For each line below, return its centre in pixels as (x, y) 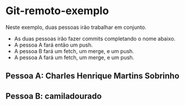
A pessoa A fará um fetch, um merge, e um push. (74, 57)
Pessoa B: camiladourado (54, 96)
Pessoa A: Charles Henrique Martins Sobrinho (92, 76)
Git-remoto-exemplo (57, 11)
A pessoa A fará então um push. (53, 45)
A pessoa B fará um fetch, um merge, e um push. (74, 51)
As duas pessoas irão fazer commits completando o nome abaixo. (95, 38)
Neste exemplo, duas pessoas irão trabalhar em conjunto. (76, 27)
